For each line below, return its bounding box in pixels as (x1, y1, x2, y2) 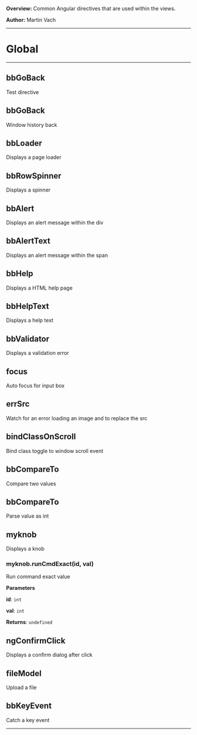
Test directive (6, 88, 39, 96)
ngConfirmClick (6, 636, 66, 646)
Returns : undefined (6, 619, 53, 626)
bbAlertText (6, 236, 51, 246)
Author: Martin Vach (6, 16, 56, 23)
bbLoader (6, 138, 42, 148)
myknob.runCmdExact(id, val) (6, 560, 94, 568)
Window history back (6, 121, 57, 128)
